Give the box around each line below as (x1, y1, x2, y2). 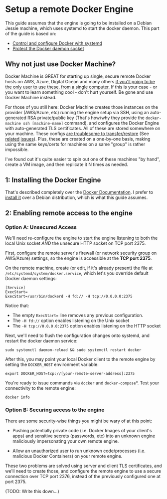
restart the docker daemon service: (5, 338, 78, 344)
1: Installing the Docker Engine (5, 176, 101, 184)
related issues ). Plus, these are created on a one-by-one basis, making (5, 136, 151, 142)
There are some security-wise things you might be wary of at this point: (5, 418, 153, 424)
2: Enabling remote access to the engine (5, 208, 133, 217)
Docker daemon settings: (5, 276, 57, 282)
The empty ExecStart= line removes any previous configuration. (12, 313, 144, 319)
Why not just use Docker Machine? (5, 60, 116, 68)
